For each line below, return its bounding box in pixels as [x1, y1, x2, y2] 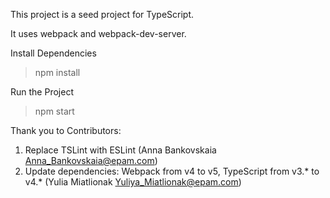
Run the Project [10, 86, 74, 98]
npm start [34, 105, 75, 117]
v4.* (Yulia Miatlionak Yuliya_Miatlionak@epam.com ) [24, 176, 242, 188]
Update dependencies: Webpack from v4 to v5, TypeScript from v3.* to [24, 165, 320, 177]
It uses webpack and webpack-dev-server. [10, 28, 187, 39]
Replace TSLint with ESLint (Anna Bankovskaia [24, 144, 217, 156]
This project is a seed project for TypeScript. [10, 9, 195, 20]
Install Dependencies [10, 47, 97, 59]
